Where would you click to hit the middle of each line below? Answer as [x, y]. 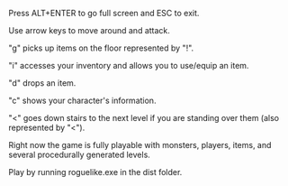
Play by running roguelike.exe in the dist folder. [95, 172]
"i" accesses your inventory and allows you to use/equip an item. [129, 65]
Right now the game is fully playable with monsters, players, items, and [140, 145]
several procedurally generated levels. [79, 154]
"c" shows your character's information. [82, 100]
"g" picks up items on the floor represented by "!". [101, 48]
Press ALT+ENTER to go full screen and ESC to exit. [104, 13]
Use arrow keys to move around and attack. [89, 30]
